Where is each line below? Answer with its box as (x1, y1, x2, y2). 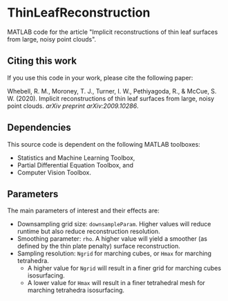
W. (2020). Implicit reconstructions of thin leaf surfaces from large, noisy (7, 94, 215, 102)
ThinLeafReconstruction (7, 5, 151, 21)
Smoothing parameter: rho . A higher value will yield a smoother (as (17, 235, 207, 243)
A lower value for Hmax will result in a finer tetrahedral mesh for (27, 279, 206, 287)
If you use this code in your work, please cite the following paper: (7, 73, 193, 82)
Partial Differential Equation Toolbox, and (17, 161, 133, 169)
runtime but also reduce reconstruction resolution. (17, 227, 160, 236)
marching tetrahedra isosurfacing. (27, 286, 125, 295)
